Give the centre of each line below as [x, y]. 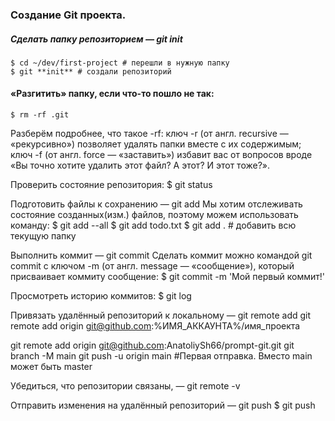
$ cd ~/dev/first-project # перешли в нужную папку [120, 63]
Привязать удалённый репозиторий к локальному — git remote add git [161, 315]
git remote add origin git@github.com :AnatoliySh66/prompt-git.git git [152, 345]
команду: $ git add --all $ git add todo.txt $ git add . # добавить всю [153, 225]
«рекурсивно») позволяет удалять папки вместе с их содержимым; [156, 144]
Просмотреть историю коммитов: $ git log [101, 296]
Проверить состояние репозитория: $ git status [111, 185]
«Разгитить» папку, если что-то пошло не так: [112, 94]
